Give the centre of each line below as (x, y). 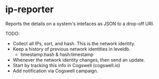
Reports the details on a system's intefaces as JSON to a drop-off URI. (80, 24)
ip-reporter (29, 9)
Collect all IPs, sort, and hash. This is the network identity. (74, 43)
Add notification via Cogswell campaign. (55, 71)
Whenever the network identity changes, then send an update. (79, 60)
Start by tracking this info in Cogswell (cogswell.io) (66, 65)
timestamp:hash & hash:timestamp (57, 54)
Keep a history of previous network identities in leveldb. (72, 49)
